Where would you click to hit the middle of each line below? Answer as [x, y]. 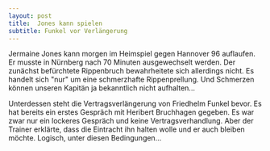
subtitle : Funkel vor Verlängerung [68, 31]
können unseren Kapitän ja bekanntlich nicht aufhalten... [102, 88]
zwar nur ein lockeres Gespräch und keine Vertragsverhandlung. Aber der [131, 121]
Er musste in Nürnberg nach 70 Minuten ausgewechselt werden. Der [122, 62]
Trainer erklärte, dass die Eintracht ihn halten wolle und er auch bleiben [127, 129]
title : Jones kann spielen [56, 23]
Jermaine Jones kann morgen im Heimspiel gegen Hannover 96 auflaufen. [132, 54]
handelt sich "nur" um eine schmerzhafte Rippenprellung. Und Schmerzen [131, 80]
